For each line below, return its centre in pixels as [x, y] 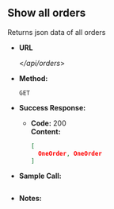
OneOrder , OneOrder [70, 153]
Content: [46, 131]
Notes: [30, 199]
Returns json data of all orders [57, 32]
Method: [33, 78]
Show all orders [47, 13]
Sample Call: [40, 176]
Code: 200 [48, 123]
